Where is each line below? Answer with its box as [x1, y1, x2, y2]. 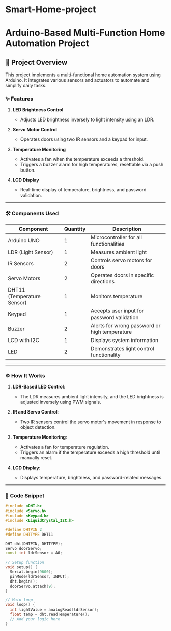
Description [112, 225, 141, 232]
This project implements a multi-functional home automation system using [5, 71, 161, 78]
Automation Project [5, 38, 90, 50]
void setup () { [5, 565, 38, 570]
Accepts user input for [91, 307, 144, 314]
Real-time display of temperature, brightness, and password [20, 187, 147, 193]
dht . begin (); [10, 578, 38, 584]
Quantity [64, 225, 86, 232]
